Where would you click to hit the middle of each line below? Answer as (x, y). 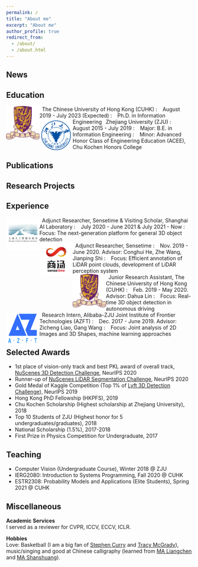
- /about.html (29, 50)
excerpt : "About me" (32, 25)
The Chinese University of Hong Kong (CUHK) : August (111, 109)
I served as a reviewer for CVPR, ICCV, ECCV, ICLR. (69, 527)
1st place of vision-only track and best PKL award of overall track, (95, 367)
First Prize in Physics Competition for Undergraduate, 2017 (86, 436)
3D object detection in (145, 302)
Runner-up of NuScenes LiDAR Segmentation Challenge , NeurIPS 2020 (102, 379)
